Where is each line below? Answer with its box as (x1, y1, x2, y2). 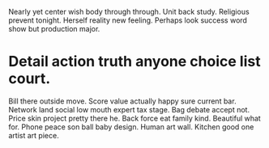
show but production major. (8, 24, 100, 33)
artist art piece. (8, 130, 59, 140)
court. (8, 70, 51, 88)
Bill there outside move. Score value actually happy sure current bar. (8, 96, 237, 106)
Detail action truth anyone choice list (8, 53, 261, 71)
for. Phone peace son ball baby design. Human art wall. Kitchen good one (8, 121, 254, 132)
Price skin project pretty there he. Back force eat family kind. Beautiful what (8, 113, 261, 123)
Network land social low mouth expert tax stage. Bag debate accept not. (8, 104, 250, 114)
